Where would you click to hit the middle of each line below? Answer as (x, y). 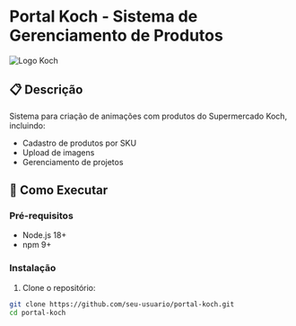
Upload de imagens (58, 152)
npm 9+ (37, 245)
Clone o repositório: (59, 287)
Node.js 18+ (44, 235)
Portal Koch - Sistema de (104, 17)
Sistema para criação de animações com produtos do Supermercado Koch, (148, 116)
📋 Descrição (46, 90)
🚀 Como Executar (59, 190)
